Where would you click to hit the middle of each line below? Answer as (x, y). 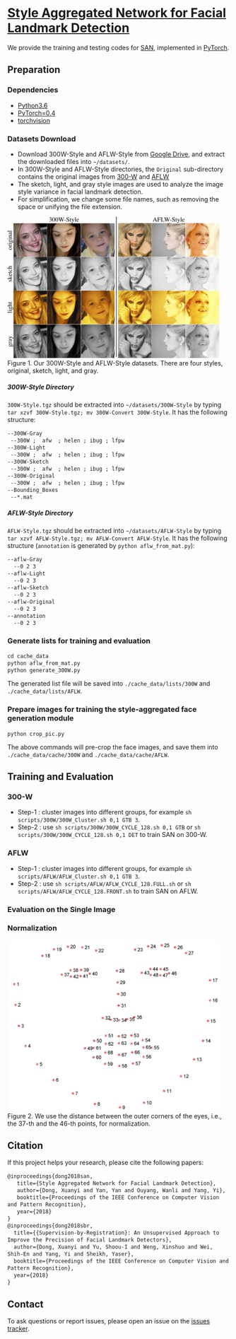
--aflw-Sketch (28, 588)
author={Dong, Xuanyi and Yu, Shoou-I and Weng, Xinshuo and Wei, (113, 1247)
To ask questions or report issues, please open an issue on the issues (109, 1321)
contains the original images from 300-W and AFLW (93, 176)
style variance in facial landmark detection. (80, 192)
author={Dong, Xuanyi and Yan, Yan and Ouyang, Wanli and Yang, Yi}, (121, 1191)
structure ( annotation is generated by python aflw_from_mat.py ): (101, 546)
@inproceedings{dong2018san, (50, 1176)
